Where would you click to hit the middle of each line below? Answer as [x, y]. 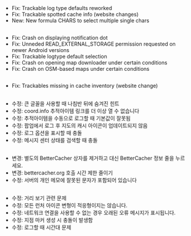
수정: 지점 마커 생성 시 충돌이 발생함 [52, 220]
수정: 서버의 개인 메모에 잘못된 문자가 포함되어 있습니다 [74, 180]
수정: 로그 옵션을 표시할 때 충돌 [47, 133]
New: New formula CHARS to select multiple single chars [80, 20]
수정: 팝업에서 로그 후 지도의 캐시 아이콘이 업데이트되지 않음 [80, 125]
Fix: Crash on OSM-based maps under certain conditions [80, 69]
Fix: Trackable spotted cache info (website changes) [75, 15]
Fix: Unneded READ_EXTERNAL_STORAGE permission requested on [93, 44]
